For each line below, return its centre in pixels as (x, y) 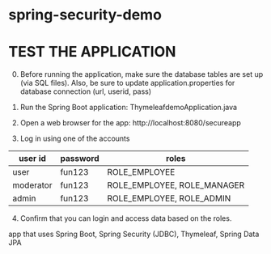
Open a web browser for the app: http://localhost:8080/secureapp (130, 123)
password (80, 159)
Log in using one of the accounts (75, 138)
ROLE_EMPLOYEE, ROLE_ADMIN (169, 198)
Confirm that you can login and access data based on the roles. (126, 218)
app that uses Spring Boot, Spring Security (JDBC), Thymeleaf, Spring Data (134, 234)
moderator (32, 185)
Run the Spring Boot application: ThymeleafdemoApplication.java (128, 108)
